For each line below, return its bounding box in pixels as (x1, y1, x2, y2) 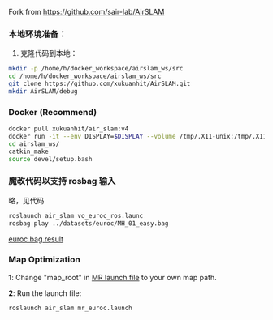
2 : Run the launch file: (8, 288, 82, 298)
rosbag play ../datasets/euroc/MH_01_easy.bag (8, 219, 169, 228)
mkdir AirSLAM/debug (8, 87, 79, 96)
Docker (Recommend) (8, 106, 97, 117)
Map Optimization (8, 254, 81, 266)
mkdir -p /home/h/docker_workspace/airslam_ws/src (8, 65, 184, 73)
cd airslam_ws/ (8, 139, 60, 148)
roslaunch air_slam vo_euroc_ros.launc (8, 211, 144, 220)
